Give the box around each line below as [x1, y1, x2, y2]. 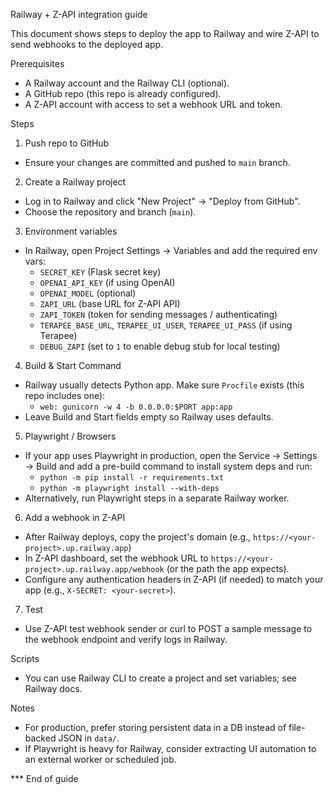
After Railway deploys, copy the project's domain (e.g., [24, 531, 252, 543]
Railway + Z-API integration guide [10, 9, 148, 20]
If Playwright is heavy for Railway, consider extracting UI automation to [24, 743, 317, 754]
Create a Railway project [24, 176, 127, 188]
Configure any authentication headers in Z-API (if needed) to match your [24, 574, 324, 585]
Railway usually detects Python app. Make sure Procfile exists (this [24, 379, 305, 391]
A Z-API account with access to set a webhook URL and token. [24, 99, 283, 110]
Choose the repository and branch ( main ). [24, 206, 197, 218]
